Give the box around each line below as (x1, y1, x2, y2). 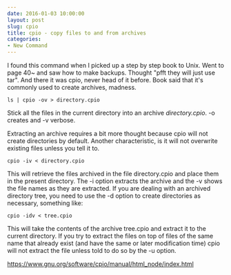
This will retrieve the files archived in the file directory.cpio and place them (7, 170, 219, 178)
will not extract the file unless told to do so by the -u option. (7, 247, 177, 254)
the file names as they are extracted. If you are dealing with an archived (7, 184, 211, 192)
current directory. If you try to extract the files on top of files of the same (7, 232, 214, 240)
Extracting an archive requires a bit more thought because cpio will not (7, 129, 208, 137)
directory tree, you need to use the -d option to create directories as (7, 191, 201, 200)
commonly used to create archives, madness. (7, 84, 137, 91)
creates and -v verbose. (7, 116, 76, 124)
